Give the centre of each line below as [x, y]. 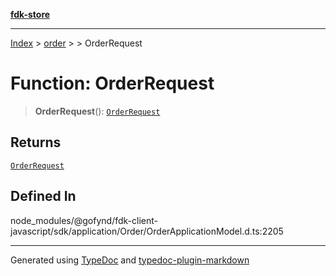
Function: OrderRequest [112, 83]
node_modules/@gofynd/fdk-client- [84, 220]
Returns [36, 142]
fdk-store [30, 14]
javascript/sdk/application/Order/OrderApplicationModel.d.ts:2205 [147, 231]
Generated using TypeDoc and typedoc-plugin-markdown [130, 260]
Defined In [43, 196]
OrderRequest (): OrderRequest [97, 111]
